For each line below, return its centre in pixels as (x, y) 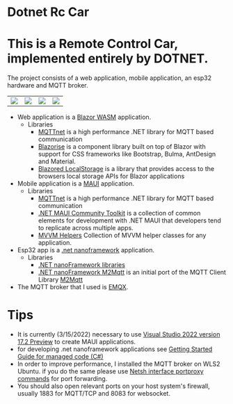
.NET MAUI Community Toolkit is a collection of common (119, 213)
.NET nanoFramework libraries (81, 265)
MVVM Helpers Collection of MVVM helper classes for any (122, 235)
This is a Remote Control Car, (93, 44)
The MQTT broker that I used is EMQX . (73, 287)
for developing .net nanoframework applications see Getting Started (115, 349)
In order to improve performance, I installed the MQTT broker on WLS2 (119, 364)
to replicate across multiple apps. (86, 228)
